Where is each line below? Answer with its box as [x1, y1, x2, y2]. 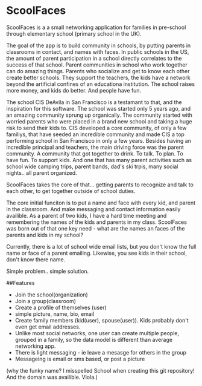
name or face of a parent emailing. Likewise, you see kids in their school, [6, 249, 188, 257]
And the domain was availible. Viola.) [6, 373, 98, 381]
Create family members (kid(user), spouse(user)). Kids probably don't [14, 316, 189, 324]
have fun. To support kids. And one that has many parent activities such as [6, 156, 192, 163]
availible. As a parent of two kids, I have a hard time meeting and [6, 212, 167, 219]
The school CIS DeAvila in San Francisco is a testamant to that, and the [6, 98, 182, 106]
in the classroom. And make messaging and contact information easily [6, 205, 181, 212]
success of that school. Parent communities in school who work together [6, 61, 188, 68]
